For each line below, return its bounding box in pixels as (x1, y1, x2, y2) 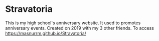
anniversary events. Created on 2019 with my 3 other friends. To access (5, 25, 154, 31)
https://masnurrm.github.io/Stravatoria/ (5, 30, 87, 36)
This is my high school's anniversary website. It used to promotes (5, 20, 141, 26)
